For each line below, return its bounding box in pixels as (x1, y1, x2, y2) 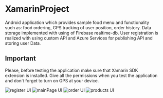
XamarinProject (5, 3, 70, 15)
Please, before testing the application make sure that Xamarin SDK (5, 67, 139, 73)
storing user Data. (5, 40, 41, 46)
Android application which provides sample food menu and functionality (5, 20, 149, 25)
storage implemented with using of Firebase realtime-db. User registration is (5, 30, 159, 36)
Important (5, 55, 36, 63)
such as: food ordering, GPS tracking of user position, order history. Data (5, 24, 152, 30)
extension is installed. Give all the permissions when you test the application (5, 72, 158, 78)
